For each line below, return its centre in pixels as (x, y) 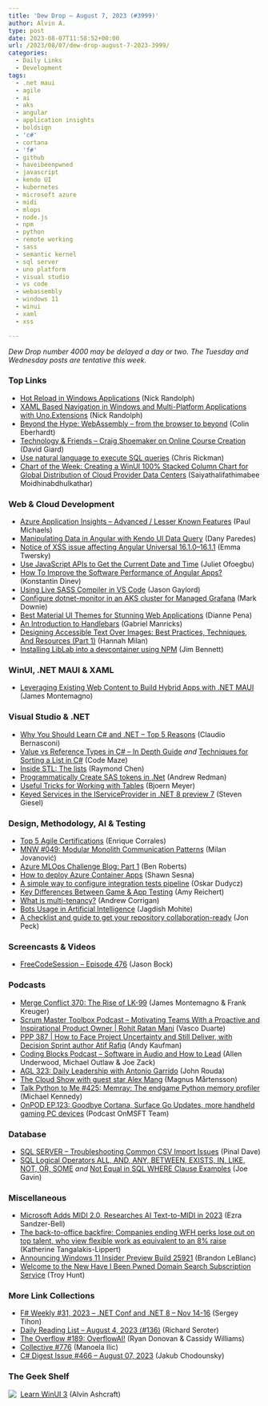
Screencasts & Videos (52, 946)
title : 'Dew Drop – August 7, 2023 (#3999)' (84, 16)
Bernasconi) (40, 743)
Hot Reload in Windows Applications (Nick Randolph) (107, 398)
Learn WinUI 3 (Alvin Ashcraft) (70, 1394)
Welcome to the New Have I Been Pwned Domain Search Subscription (136, 1266)
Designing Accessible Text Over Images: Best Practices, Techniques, (134, 632)
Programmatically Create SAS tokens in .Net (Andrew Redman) (123, 777)
